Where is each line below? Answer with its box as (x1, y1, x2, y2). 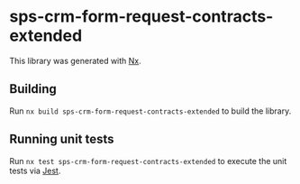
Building (9, 81, 57, 97)
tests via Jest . (9, 165, 61, 176)
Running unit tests (9, 132, 114, 147)
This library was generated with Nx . (9, 55, 141, 66)
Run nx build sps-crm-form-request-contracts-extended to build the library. (9, 106, 292, 116)
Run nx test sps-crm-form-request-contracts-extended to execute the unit (9, 155, 287, 166)
